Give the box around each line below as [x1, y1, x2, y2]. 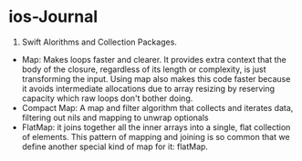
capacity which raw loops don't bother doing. [21, 93, 193, 104]
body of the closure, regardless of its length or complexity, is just [21, 64, 266, 75]
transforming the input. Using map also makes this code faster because [21, 73, 291, 84]
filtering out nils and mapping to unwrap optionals [21, 112, 209, 123]
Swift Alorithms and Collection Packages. [21, 36, 177, 47]
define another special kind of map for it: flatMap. [21, 141, 209, 152]
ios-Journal [8, 6, 99, 27]
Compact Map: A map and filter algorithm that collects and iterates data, [21, 102, 294, 113]
